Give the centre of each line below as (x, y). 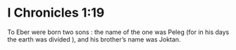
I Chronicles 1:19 (56, 13)
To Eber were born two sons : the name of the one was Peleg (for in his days (118, 32)
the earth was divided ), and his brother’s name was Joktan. (94, 39)
